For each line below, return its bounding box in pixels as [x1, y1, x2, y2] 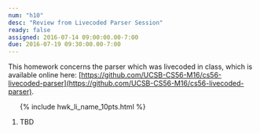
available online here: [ [8, 70, 82, 80]
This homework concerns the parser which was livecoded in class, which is [8, 62, 253, 71]
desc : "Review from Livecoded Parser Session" [8, 19, 163, 27]
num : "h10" [8, 11, 44, 20]
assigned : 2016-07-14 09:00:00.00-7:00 [8, 33, 139, 41]
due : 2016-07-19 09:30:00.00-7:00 [8, 41, 122, 49]
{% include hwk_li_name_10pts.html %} [19, 102, 146, 112]
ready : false [8, 26, 51, 34]
